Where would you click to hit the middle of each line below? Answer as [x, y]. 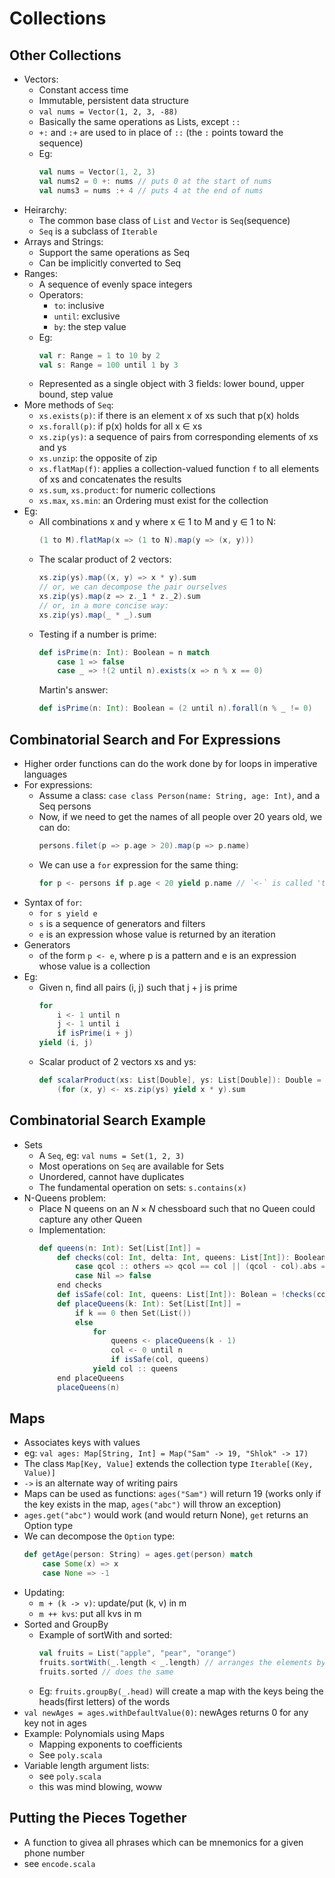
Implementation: [72, 1229]
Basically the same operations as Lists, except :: [139, 121]
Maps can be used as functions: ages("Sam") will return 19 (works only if [172, 1494]
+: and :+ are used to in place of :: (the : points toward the [161, 132]
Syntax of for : [53, 902]
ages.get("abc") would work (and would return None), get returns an [166, 1515]
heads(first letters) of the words [104, 1701]
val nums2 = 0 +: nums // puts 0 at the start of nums [155, 181]
